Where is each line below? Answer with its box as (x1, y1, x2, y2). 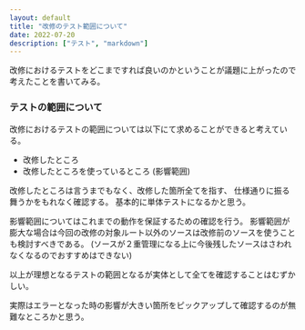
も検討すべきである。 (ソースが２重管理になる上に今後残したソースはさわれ (9, 238, 292, 249)
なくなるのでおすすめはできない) (9, 249, 133, 260)
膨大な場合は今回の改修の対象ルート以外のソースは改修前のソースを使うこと (9, 226, 296, 237)
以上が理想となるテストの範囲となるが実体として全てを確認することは (9, 269, 272, 280)
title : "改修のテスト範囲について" (9, 22, 127, 31)
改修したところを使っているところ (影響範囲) (22, 165, 191, 176)
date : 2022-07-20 (9, 30, 76, 39)
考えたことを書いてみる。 (9, 76, 106, 87)
